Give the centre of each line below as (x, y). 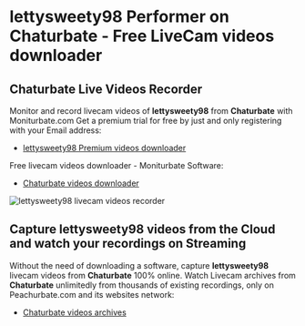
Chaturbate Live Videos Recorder (106, 89)
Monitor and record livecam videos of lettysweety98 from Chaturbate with (151, 111)
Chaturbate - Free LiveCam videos (142, 36)
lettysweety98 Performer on (119, 17)
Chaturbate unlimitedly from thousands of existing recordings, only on (142, 285)
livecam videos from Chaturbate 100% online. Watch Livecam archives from (152, 275)
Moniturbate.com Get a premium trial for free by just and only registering (146, 121)
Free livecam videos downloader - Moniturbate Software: (117, 165)
